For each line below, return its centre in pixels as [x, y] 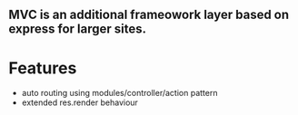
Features [43, 68]
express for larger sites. [78, 29]
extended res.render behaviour [79, 102]
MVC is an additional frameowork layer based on [149, 15]
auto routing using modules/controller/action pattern [119, 93]
